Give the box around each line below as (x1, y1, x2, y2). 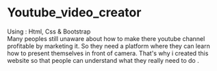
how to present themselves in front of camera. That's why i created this (7, 49, 209, 57)
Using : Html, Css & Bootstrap (7, 27, 91, 35)
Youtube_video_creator (7, 5, 142, 20)
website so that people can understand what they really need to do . (7, 56, 200, 64)
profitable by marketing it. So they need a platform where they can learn (7, 42, 210, 50)
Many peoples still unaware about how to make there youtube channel (7, 34, 205, 42)
